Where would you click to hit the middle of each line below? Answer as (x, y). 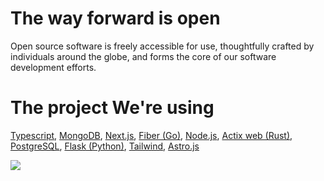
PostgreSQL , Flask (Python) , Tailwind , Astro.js (105, 146)
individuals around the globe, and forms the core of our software (143, 56)
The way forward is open (115, 18)
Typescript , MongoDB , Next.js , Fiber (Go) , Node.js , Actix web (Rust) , (151, 135)
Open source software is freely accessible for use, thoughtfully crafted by (162, 46)
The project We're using (112, 108)
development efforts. (53, 67)
